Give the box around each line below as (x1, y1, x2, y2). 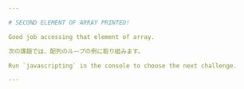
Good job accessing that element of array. (8, 33, 155, 41)
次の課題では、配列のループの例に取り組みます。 (8, 47, 144, 56)
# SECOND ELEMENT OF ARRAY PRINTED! (8, 18, 130, 26)
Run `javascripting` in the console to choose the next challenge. (8, 61, 238, 70)
